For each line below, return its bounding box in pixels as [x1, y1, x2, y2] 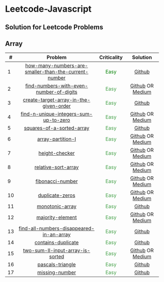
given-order [42, 103, 71, 110]
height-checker [38, 150, 75, 157]
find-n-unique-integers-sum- [20, 111, 93, 117]
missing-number [37, 269, 76, 276]
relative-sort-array [34, 164, 79, 171]
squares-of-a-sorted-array [23, 125, 89, 132]
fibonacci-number [35, 178, 78, 185]
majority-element [36, 214, 77, 221]
